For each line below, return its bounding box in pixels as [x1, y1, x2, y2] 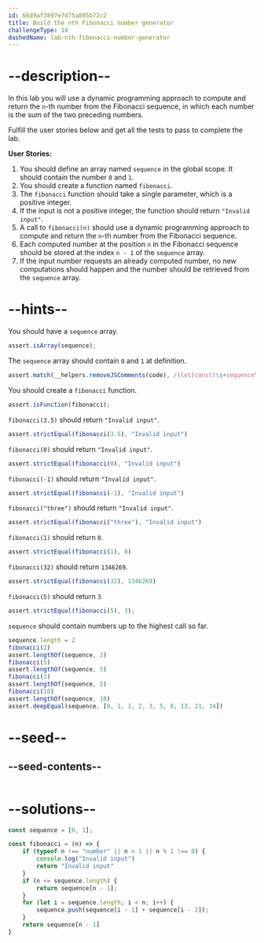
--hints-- [8, 301, 68, 319]
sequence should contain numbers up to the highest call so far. [8, 621, 209, 631]
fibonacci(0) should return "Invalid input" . [8, 444, 153, 453]
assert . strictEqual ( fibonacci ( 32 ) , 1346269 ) [8, 578, 156, 586]
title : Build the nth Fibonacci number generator [8, 19, 174, 27]
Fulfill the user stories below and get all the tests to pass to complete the [8, 125, 244, 135]
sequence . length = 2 [8, 636, 76, 644]
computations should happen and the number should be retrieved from [19, 264, 250, 274]
